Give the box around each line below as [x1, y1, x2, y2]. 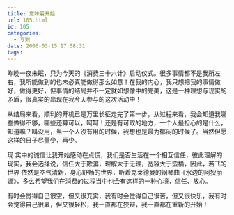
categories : [7, 29, 42, 37]
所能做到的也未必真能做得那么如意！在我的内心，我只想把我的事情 [25, 77, 214, 86]
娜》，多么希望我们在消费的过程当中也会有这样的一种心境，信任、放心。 [7, 177, 212, 185]
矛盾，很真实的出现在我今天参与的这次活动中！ [7, 95, 141, 103]
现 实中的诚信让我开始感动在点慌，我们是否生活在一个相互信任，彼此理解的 [7, 150, 223, 159]
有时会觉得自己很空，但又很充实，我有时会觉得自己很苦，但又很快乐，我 [7, 191, 214, 200]
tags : [7, 49, 23, 56]
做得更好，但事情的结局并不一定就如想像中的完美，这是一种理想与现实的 [19, 86, 227, 95]
